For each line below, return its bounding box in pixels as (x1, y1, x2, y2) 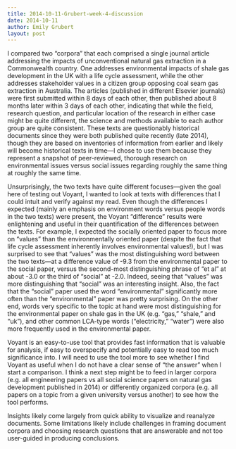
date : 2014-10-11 (7, 17, 58, 24)
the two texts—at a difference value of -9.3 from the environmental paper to (7, 258, 228, 266)
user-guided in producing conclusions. (7, 434, 120, 443)
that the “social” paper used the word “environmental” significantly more (7, 287, 218, 296)
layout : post (7, 30, 46, 37)
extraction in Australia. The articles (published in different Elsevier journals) (7, 87, 225, 95)
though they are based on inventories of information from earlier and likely (7, 139, 223, 148)
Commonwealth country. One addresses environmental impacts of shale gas (7, 64, 230, 72)
